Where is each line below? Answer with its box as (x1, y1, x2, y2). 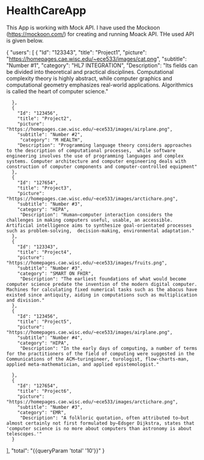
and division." (6, 297, 45, 303)
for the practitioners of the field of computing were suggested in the (6, 351, 195, 357)
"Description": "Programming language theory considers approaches (17, 142, 192, 148)
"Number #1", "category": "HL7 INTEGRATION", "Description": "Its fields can (6, 62, 198, 69)
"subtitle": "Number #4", (17, 334, 83, 341)
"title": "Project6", (17, 388, 72, 394)
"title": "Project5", (17, 318, 72, 324)
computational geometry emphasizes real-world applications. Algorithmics (6, 81, 194, 89)
